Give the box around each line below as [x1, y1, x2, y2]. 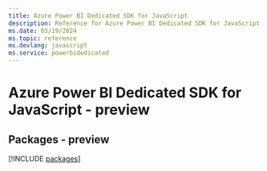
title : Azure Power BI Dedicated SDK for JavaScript [8, 11, 188, 20]
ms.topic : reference [8, 34, 78, 43]
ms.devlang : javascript [8, 42, 88, 50]
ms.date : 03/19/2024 [8, 26, 78, 35]
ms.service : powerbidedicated [8, 49, 110, 57]
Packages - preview [8, 132, 110, 146]
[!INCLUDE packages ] [8, 154, 81, 163]
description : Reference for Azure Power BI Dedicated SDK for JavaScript [8, 19, 261, 27]
